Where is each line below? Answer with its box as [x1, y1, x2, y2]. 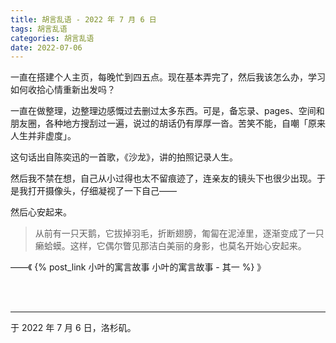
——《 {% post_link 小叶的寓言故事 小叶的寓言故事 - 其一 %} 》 [10, 261, 267, 273]
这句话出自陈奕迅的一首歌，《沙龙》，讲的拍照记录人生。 [10, 151, 238, 163]
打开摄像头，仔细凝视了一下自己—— [27, 185, 177, 197]
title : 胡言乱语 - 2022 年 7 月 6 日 [10, 14, 157, 25]
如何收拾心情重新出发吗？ [10, 84, 116, 96]
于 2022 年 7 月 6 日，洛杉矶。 [10, 322, 137, 334]
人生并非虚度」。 [10, 130, 77, 142]
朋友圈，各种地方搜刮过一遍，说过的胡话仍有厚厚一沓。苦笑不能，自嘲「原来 [10, 117, 326, 130]
